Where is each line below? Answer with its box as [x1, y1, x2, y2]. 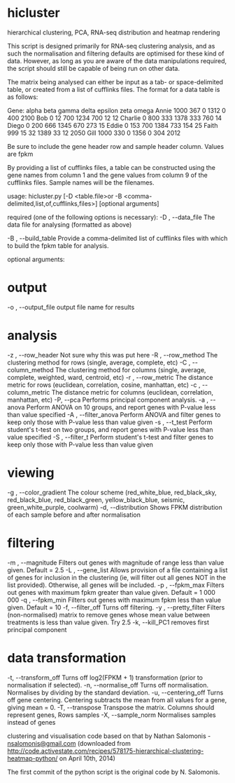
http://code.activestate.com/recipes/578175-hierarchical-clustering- [7, 746, 204, 755]
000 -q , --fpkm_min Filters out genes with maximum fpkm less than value [7, 596, 222, 604]
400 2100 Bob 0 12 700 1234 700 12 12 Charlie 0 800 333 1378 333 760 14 [7, 114, 222, 122]
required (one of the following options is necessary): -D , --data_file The [7, 213, 215, 221]
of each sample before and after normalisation [7, 511, 141, 519]
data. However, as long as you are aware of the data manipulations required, [7, 56, 227, 65]
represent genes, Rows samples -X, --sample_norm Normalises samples [7, 711, 217, 719]
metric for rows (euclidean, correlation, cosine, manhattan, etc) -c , [7, 381, 201, 389]
